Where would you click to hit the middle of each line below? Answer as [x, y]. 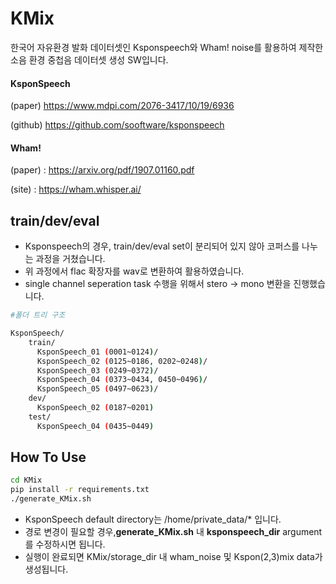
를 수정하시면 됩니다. [65, 544]
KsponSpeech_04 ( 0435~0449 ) [95, 426]
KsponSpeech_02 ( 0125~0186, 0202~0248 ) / [122, 361]
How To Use [48, 457]
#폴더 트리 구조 [38, 315]
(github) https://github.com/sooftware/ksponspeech [117, 125]
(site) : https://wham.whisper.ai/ [76, 189]
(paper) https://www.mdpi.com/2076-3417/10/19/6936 [122, 106]
